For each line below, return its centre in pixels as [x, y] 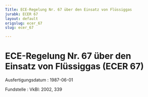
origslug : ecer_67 [24, 23]
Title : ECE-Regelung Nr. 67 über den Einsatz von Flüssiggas [69, 10]
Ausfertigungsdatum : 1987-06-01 [39, 80]
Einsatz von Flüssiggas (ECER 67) [74, 67]
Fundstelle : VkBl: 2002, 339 [34, 89]
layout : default [21, 19]
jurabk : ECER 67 [21, 14]
